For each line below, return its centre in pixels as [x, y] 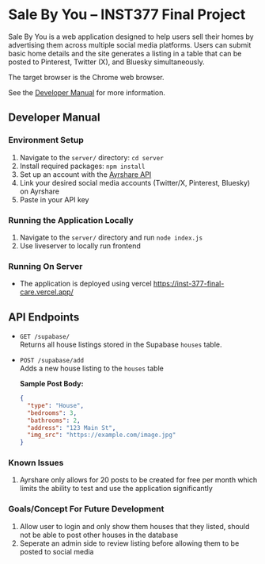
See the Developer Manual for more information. [87, 92]
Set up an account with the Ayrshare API [85, 174]
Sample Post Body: [51, 384]
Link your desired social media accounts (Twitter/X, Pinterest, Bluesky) [135, 182]
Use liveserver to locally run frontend [80, 246]
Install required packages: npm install [82, 166]
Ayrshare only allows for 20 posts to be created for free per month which [138, 480]
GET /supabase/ [45, 337]
